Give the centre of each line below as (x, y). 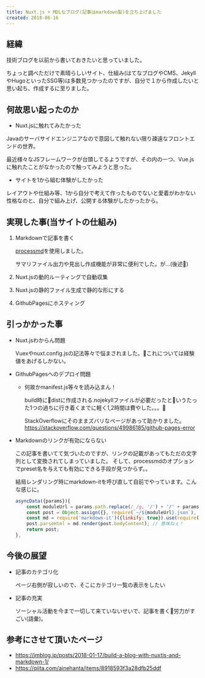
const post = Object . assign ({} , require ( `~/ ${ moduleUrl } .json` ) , (112, 512)
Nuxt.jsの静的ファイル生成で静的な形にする (70, 290)
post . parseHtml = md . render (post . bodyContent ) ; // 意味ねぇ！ (105, 524)
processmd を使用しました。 (51, 251)
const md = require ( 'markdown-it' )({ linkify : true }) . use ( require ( (113, 518)
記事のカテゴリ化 (37, 572)
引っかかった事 (35, 324)
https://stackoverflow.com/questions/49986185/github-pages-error (110, 428)
